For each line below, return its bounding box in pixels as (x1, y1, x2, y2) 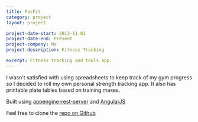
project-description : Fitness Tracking (6, 47, 105, 53)
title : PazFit (6, 8, 41, 15)
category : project (6, 14, 51, 20)
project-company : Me (6, 41, 57, 47)
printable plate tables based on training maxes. (6, 86, 121, 94)
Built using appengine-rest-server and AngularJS (6, 98, 126, 105)
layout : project (6, 20, 46, 25)
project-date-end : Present (6, 36, 73, 42)
